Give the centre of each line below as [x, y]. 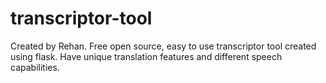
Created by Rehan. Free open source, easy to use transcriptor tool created [163, 46]
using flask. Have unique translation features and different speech [146, 56]
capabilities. [35, 67]
